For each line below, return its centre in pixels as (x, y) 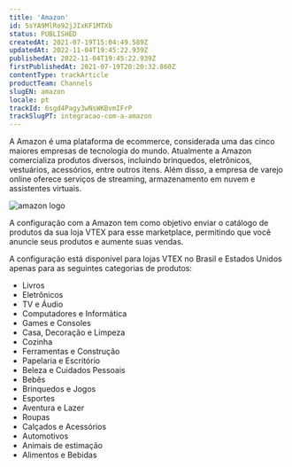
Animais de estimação (62, 446)
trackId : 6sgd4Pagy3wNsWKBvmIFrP (71, 108)
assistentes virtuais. (46, 189)
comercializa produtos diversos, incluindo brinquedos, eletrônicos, (131, 160)
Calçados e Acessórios (64, 427)
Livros (33, 285)
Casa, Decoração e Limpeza (73, 332)
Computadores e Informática (74, 314)
